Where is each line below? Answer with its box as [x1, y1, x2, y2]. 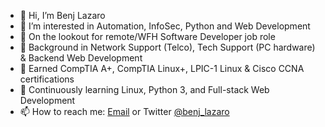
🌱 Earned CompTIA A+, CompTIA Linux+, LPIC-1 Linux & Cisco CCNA [19, 63, 305, 74]
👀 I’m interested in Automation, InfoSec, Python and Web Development [19, 20, 311, 32]
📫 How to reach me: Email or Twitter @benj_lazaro [19, 106, 230, 117]
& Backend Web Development [19, 52, 143, 64]
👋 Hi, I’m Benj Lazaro [19, 10, 106, 21]
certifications [19, 73, 75, 85]
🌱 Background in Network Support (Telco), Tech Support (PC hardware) [19, 41, 316, 53]
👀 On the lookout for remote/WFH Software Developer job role [19, 31, 276, 42]
